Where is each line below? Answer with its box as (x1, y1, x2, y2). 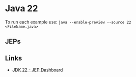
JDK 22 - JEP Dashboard (12, 67, 63, 73)
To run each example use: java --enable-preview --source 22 (5, 19, 132, 25)
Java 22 (5, 3, 38, 14)
